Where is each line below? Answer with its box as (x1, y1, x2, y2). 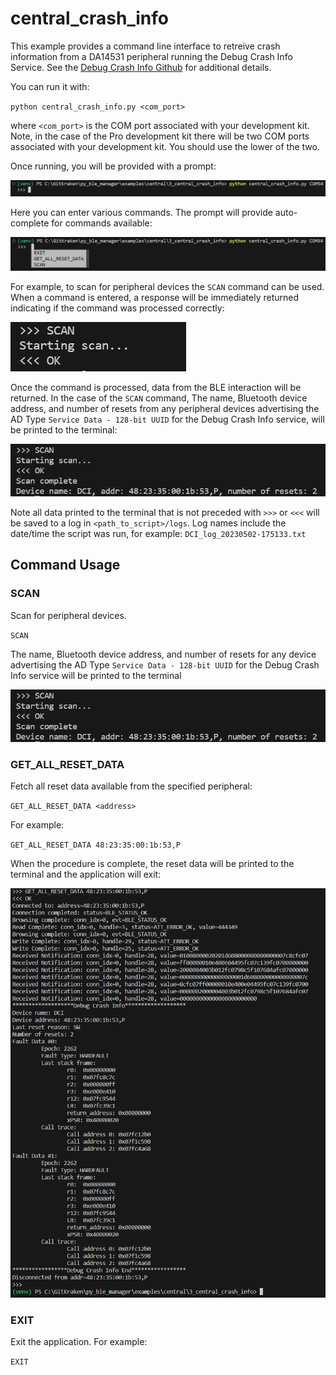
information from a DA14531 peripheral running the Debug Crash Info (10, 50, 293, 62)
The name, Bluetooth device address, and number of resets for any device (10, 648, 317, 660)
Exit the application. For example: (10, 1336, 148, 1348)
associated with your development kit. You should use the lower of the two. (10, 140, 320, 152)
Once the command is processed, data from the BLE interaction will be (10, 381, 302, 393)
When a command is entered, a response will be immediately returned (10, 291, 299, 303)
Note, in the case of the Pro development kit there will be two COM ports (10, 130, 310, 142)
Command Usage (10, 557, 121, 574)
